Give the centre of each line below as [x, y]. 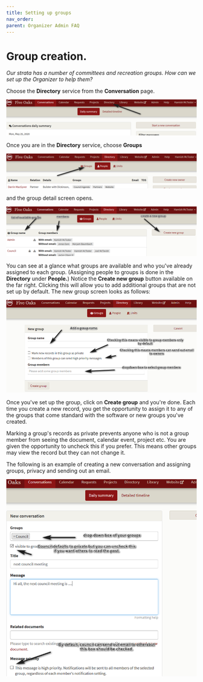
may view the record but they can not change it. [66, 453]
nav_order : [20, 19]
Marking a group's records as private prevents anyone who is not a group [98, 433]
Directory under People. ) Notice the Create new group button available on [100, 278]
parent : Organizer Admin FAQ [43, 25]
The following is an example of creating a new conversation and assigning [98, 464]
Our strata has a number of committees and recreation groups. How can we [101, 73]
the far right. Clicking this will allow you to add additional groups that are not [101, 285]
